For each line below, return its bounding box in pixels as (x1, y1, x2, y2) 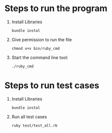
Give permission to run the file (11, 37, 72, 43)
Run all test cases (11, 114, 47, 119)
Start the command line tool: (11, 54, 68, 60)
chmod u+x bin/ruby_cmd (11, 46, 60, 51)
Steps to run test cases (4, 80, 99, 91)
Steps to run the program (4, 3, 108, 14)
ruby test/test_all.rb (11, 123, 58, 128)
